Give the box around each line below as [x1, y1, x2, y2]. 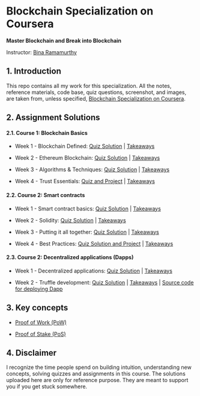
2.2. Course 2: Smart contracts [6, 191, 85, 198]
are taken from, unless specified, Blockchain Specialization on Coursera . [6, 95, 186, 102]
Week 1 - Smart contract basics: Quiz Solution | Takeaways [14, 205, 161, 212]
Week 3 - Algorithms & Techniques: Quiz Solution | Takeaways [14, 166, 170, 173]
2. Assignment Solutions [6, 113, 100, 123]
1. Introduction [6, 66, 61, 77]
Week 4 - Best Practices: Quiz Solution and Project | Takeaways [14, 240, 174, 247]
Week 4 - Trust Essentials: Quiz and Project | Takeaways [14, 178, 155, 185]
